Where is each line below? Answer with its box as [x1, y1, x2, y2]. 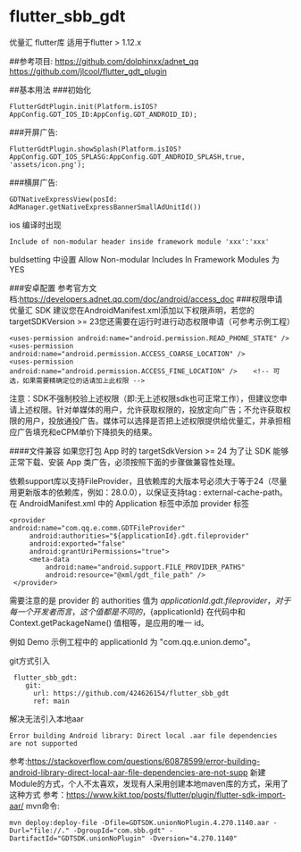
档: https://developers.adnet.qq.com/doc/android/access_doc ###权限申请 [9, 293, 283, 305]
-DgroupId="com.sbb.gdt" [72, 826, 166, 835]
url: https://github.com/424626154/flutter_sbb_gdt [32, 689, 230, 697]
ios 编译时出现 [9, 219, 63, 230]
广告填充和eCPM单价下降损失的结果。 [16, 426, 157, 437]
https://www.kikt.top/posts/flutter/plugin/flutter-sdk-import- [65, 789, 286, 800]
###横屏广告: [9, 177, 58, 188]
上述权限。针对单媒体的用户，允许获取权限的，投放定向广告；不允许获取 [16, 404, 283, 414]
